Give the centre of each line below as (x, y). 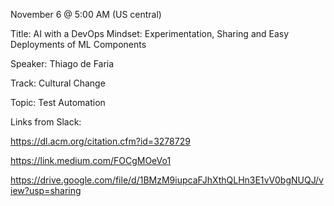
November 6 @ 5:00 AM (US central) (86, 14)
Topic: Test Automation (58, 102)
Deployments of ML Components (78, 44)
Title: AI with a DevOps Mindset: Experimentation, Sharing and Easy (150, 33)
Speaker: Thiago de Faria (62, 63)
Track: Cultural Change (58, 83)
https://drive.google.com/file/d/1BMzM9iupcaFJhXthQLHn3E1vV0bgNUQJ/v (167, 180)
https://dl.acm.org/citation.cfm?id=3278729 (100, 141)
